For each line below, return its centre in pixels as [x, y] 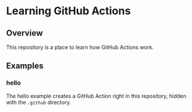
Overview [25, 33]
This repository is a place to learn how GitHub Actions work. [80, 47]
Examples [25, 66]
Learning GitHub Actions [69, 11]
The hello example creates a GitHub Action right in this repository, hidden [96, 96]
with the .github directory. [39, 102]
